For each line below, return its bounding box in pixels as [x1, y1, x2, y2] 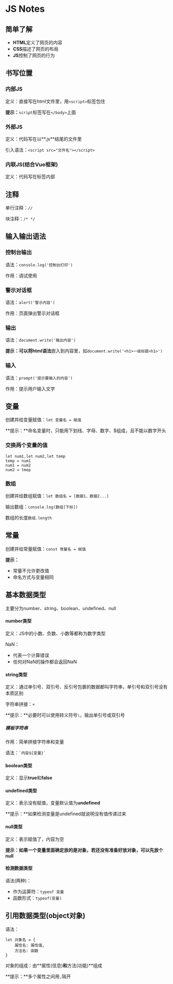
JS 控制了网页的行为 [12, 52, 55, 58]
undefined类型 [5, 788, 37, 794]
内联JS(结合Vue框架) [5, 160, 58, 168]
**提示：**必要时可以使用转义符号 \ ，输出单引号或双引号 [5, 712, 125, 718]
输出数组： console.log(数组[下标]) [5, 504, 78, 510]
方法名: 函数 [14, 948, 39, 953]
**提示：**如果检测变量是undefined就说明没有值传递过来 [5, 811, 126, 817]
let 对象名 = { [5, 937, 36, 942]
